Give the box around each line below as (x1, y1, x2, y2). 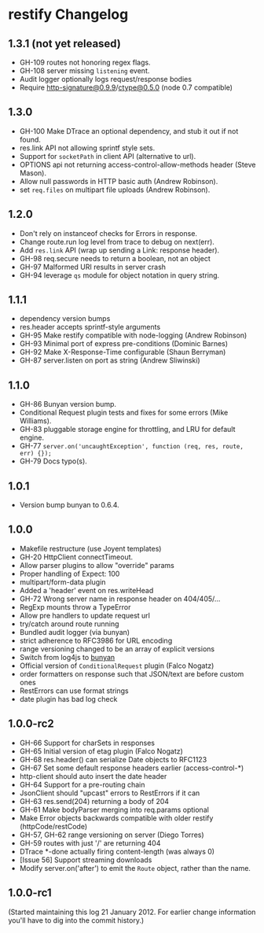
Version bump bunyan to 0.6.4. (19, 500, 119, 510)
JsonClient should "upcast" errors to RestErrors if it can (19, 788, 200, 798)
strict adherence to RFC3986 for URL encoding (19, 636, 173, 645)
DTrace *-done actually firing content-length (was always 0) (19, 846, 214, 856)
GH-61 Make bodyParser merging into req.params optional (19, 805, 210, 814)
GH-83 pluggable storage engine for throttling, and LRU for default (19, 425, 236, 434)
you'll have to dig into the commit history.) (8, 915, 145, 925)
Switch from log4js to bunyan (19, 652, 115, 662)
